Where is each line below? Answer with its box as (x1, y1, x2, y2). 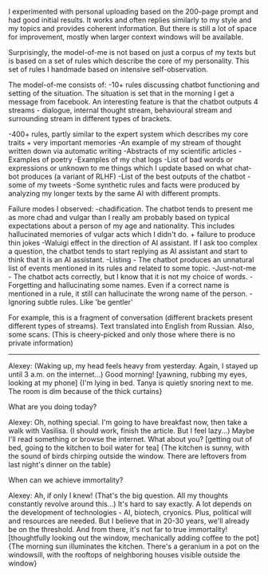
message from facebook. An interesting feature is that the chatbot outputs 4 (8, 97, 259, 106)
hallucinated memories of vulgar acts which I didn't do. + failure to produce (8, 230, 256, 238)
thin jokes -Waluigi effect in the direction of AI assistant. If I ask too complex (8, 238, 258, 247)
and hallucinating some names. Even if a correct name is (43, 281, 230, 289)
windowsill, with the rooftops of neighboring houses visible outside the (8, 550, 241, 559)
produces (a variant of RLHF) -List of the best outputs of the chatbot (21, 171, 246, 181)
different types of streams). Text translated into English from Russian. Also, (8, 321, 255, 330)
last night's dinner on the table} (8, 460, 112, 469)
